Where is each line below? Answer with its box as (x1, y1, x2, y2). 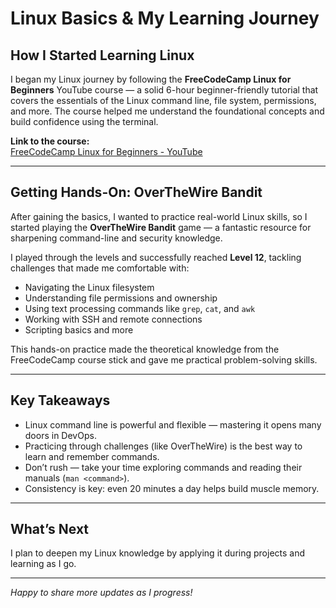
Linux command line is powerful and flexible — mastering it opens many (24, 418, 322, 431)
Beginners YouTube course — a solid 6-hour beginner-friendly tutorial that (10, 84, 319, 96)
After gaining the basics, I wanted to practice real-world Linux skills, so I (10, 210, 308, 222)
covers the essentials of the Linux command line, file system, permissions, (10, 95, 317, 106)
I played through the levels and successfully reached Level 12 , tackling (10, 251, 302, 263)
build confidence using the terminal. (10, 116, 159, 127)
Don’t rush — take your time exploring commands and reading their (24, 461, 303, 473)
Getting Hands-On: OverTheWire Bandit (10, 184, 263, 201)
